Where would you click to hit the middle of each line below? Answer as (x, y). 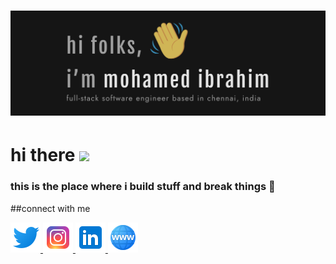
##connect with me (50, 208)
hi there (43, 155)
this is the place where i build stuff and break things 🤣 (143, 187)
